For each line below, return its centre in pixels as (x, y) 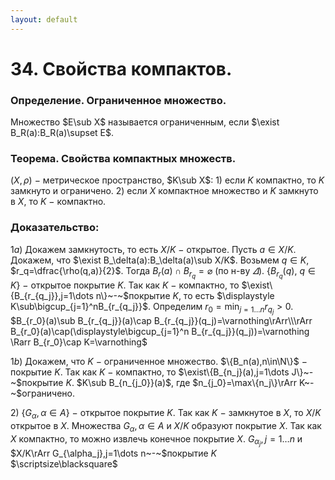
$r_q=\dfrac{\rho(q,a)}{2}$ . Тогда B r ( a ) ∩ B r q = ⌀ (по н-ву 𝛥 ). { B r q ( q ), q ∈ (163, 272)
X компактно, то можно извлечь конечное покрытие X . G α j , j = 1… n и (156, 440)
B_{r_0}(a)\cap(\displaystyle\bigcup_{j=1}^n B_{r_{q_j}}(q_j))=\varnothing (160, 331)
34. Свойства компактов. (121, 68)
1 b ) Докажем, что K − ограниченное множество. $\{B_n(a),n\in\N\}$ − (159, 361)
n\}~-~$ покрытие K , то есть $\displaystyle (185, 295)
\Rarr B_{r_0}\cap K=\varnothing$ (79, 342)
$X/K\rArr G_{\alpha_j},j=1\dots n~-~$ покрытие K (114, 453)
